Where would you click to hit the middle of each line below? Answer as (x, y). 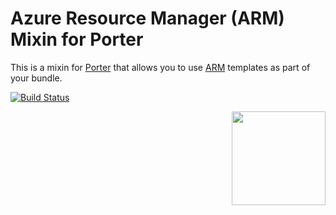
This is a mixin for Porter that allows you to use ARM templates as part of (160, 67)
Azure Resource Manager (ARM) (147, 18)
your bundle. (36, 78)
